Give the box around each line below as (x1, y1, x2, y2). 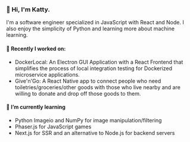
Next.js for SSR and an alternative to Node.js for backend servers (14, 129, 175, 136)
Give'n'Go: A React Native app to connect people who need (14, 77, 161, 84)
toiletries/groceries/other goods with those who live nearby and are (14, 83, 180, 91)
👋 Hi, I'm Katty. (6, 5, 51, 14)
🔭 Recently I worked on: (6, 45, 66, 52)
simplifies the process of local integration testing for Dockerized (14, 65, 173, 72)
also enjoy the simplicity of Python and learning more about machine (6, 25, 175, 32)
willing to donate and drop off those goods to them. (14, 90, 141, 97)
